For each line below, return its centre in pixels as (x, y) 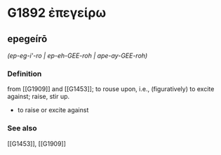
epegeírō (27, 39)
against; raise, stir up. (39, 97)
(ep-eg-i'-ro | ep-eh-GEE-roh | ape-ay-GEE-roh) (78, 55)
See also (22, 128)
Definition (25, 74)
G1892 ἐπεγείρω (57, 13)
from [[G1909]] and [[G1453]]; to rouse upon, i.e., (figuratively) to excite (111, 89)
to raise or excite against (53, 110)
